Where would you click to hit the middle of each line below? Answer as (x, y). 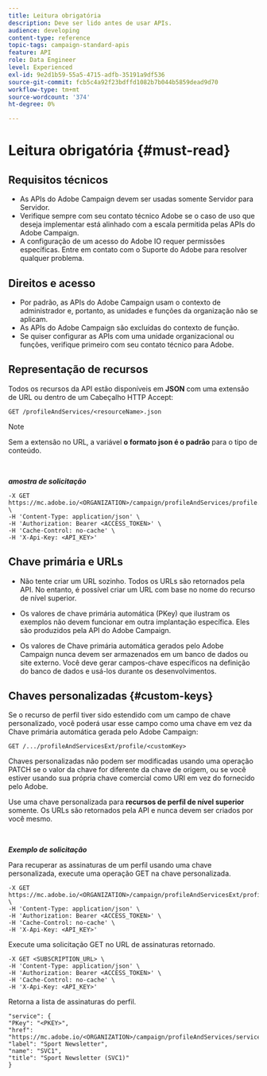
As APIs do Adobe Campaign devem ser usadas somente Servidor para (137, 199)
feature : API (30, 52)
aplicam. (34, 319)
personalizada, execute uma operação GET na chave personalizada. (120, 874)
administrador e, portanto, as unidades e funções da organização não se (139, 310)
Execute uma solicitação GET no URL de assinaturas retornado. (112, 945)
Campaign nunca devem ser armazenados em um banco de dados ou (134, 654)
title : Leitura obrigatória (55, 16)
